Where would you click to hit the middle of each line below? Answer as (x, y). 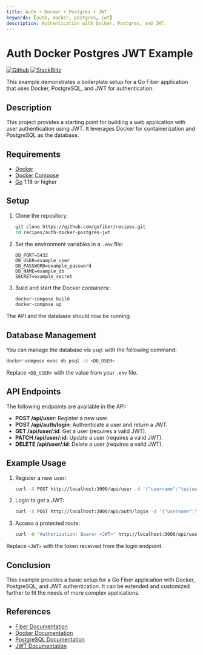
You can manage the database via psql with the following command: (92, 350)
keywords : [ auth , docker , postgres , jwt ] (59, 18)
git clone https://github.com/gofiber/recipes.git (80, 227)
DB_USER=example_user (42, 260)
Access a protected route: (48, 523)
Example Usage (36, 463)
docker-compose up (38, 305)
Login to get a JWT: (40, 501)
